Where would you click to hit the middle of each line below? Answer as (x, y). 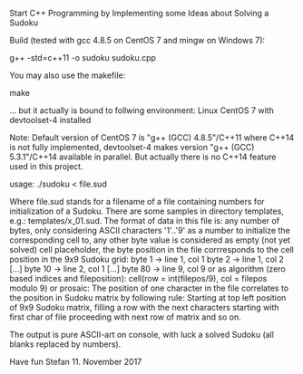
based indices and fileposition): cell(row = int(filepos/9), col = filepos (138, 278)
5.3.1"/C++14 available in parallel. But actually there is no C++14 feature (143, 157)
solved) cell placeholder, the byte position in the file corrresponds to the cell (152, 249)
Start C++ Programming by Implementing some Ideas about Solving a (139, 13)
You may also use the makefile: (68, 75)
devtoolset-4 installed (50, 120)
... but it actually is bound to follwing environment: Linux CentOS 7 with (142, 110)
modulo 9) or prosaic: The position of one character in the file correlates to (149, 288)
